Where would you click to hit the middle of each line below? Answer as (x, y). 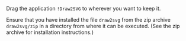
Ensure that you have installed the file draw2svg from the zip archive (88, 20)
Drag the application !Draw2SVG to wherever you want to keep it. (84, 8)
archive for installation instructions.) (50, 32)
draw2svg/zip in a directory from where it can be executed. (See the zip (93, 26)
